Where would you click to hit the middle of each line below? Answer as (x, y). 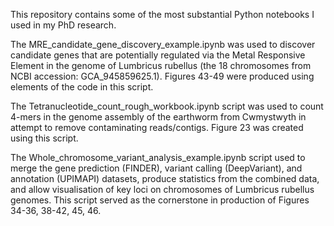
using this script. (44, 138)
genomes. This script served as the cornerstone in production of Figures (160, 200)
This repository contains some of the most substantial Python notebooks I (162, 14)
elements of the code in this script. (82, 87)
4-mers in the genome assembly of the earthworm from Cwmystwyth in (158, 117)
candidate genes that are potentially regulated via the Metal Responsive (158, 55)
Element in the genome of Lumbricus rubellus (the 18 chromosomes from (161, 65)
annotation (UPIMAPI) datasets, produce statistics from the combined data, (165, 178)
